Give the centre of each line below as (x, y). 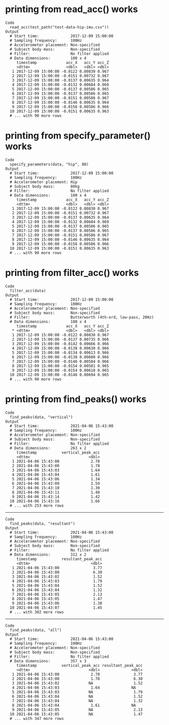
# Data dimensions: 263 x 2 (48, 448)
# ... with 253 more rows (37, 506)
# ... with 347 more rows (37, 718)
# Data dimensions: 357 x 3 (48, 661)
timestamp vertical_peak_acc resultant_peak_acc (79, 665)
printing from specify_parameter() (78, 136)
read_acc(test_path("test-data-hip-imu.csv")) (59, 27)
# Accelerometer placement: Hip (44, 182)
